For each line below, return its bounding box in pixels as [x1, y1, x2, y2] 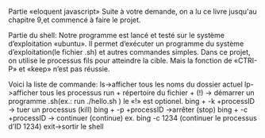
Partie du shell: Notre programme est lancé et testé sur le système [8, 31, 225, 40]
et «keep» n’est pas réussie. [18, 64, 110, 74]
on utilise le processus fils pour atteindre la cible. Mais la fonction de [8, 56, 232, 65]
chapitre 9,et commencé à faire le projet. [8, 15, 141, 25]
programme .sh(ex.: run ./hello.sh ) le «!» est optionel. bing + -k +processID [8, 97, 255, 105]
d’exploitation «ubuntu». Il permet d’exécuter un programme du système [8, 39, 244, 48]
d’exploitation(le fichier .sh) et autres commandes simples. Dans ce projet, [8, 48, 252, 56]
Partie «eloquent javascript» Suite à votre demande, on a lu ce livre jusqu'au [8, 7, 258, 16]
